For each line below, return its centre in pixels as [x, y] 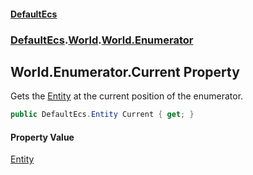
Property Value [42, 137]
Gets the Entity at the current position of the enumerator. [127, 96]
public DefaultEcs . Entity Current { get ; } [102, 115]
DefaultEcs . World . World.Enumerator [102, 40]
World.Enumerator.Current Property [125, 71]
